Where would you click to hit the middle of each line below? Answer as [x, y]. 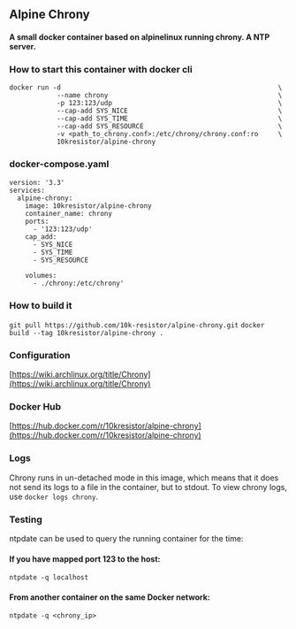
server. [23, 46]
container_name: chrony [69, 213]
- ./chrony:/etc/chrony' [78, 283]
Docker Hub [35, 407]
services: [27, 190]
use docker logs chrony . [54, 496]
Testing [26, 519]
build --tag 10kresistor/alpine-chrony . [87, 333]
